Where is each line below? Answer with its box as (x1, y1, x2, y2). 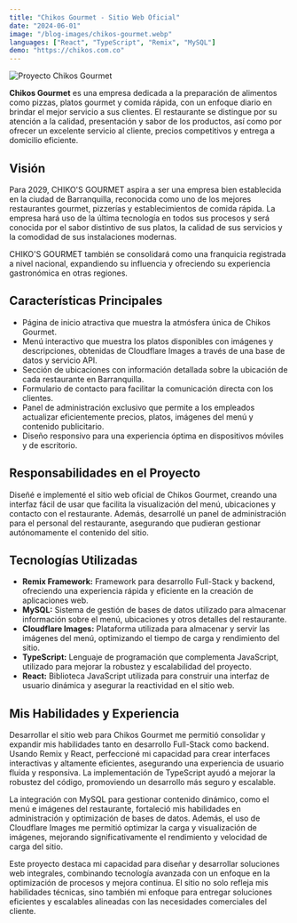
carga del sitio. (9, 841, 64, 852)
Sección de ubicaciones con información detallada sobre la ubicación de (21, 364, 288, 374)
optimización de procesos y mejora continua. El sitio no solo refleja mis (9, 878, 269, 888)
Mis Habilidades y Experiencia (9, 706, 180, 721)
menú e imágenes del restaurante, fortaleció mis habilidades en (9, 804, 241, 815)
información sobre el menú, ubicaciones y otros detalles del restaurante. (21, 614, 287, 625)
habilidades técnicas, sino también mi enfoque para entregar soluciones (9, 887, 273, 898)
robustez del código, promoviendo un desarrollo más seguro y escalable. (9, 777, 277, 788)
